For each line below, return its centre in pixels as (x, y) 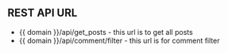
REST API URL (43, 13)
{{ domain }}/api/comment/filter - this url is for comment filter (119, 40)
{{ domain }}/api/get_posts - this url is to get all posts (106, 32)
